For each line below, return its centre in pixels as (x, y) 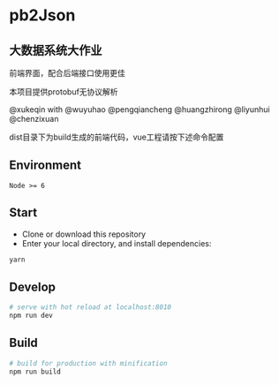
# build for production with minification (88, 363)
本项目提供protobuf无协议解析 (64, 92)
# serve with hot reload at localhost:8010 (90, 307)
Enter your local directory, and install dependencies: (117, 243)
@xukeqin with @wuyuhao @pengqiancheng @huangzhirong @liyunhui (140, 109)
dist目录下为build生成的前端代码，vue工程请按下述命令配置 (117, 137)
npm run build (35, 372)
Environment (45, 166)
